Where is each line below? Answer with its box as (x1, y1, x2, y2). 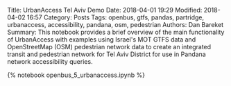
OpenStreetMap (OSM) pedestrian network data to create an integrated (7, 43, 212, 51)
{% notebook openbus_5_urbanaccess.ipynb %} (7, 71, 146, 79)
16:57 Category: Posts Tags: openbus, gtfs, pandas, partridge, (26, 13, 205, 21)
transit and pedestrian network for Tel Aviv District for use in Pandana (7, 50, 206, 58)
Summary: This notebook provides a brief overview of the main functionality (7, 28, 225, 36)
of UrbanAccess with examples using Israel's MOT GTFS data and (7, 35, 196, 44)
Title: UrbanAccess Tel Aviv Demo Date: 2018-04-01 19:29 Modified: (7, 6, 203, 14)
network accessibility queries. (7, 58, 93, 65)
